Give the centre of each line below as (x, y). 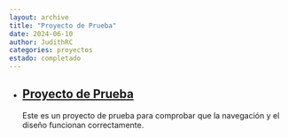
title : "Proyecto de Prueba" (63, 26)
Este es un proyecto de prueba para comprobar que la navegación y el (151, 115)
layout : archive (39, 17)
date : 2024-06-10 (41, 34)
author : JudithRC (41, 42)
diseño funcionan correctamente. (83, 125)
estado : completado (45, 58)
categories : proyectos (51, 50)
